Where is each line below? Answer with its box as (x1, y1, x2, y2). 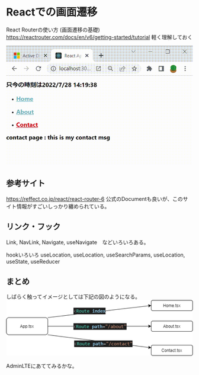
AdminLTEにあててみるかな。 (6, 363, 78, 370)
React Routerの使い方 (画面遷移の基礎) (6, 26, 100, 33)
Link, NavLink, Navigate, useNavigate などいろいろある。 (6, 238, 149, 246)
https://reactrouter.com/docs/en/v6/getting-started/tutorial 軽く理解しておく (6, 33, 193, 40)
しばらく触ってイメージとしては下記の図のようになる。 (6, 293, 141, 300)
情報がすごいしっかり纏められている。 (16, 203, 110, 210)
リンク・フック (6, 222, 61, 232)
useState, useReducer (6, 258, 60, 265)
